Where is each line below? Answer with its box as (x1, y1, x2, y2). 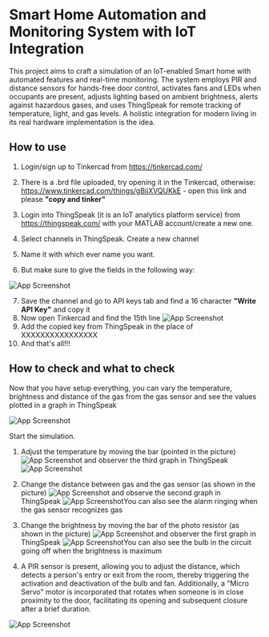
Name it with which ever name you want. (20, 249, 155, 259)
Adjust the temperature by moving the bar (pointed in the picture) (20, 446, 236, 456)
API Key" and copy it (20, 304, 90, 314)
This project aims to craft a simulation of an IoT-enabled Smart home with (9, 66, 251, 75)
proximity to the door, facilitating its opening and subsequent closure (20, 595, 248, 605)
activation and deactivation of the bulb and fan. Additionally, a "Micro (20, 579, 249, 588)
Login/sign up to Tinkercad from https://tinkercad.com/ (20, 162, 203, 171)
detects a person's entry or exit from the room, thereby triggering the (20, 570, 250, 579)
